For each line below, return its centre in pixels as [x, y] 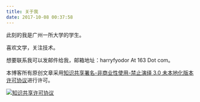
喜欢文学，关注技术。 [32, 47]
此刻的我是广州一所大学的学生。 [45, 35]
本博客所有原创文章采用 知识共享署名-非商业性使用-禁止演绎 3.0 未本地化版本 [100, 72]
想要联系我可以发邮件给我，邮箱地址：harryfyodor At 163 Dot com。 [90, 60]
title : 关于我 [22, 12]
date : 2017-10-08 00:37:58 [40, 17]
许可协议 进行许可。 [30, 80]
